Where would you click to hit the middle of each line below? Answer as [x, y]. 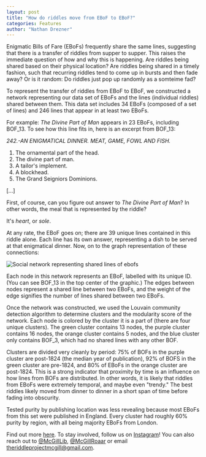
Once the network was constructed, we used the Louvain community [93, 308]
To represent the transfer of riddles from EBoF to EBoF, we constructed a [99, 91]
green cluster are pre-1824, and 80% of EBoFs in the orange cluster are [97, 365]
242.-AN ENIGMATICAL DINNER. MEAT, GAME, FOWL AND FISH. [89, 141]
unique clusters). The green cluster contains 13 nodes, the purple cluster [98, 327]
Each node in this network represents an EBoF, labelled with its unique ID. [99, 276]
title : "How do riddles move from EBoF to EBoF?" [71, 18]
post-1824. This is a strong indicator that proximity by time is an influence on [103, 372]
